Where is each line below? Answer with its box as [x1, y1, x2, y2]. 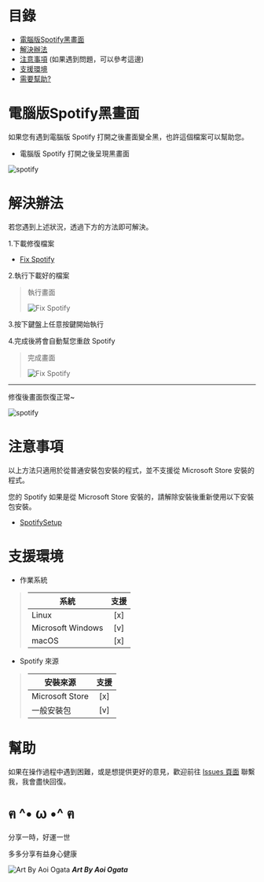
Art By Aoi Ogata [71, 865, 128, 874]
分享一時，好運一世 [8, 832, 71, 842]
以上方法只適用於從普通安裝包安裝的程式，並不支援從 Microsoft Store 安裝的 [8, 465, 255, 474]
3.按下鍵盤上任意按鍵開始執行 [8, 319, 104, 329]
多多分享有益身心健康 [8, 849, 77, 858]
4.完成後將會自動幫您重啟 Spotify [8, 336, 115, 345]
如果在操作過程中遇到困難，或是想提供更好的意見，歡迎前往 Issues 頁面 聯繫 [8, 766, 255, 776]
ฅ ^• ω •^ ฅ [8, 804, 75, 822]
